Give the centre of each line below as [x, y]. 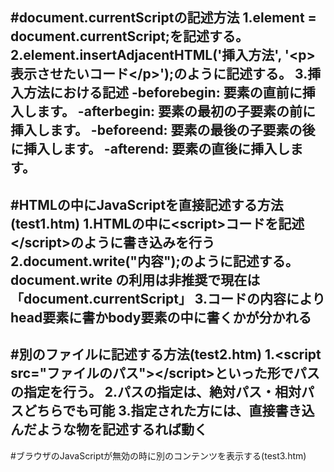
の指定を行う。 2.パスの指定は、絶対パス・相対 [156, 392]
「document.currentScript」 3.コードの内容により [168, 298]
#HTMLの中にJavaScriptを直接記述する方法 [147, 204]
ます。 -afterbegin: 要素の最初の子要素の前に [176, 111]
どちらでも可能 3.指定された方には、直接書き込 [169, 411]
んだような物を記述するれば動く [109, 429]
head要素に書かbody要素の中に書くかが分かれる [161, 317]
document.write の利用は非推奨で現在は [135, 279]
